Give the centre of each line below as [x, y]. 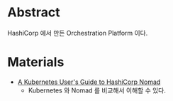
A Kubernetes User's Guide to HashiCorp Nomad [89, 82]
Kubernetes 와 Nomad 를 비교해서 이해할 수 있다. [97, 90]
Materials [36, 62]
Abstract [34, 12]
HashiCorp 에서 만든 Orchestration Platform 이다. [78, 33]
